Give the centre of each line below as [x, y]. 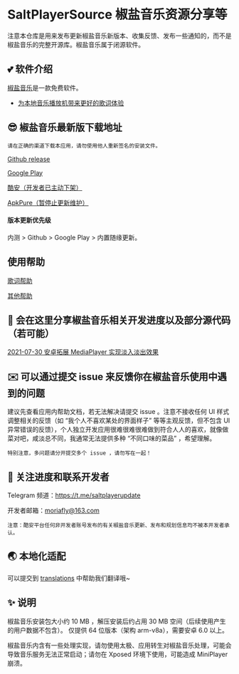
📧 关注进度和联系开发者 [58, 477]
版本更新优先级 [29, 220]
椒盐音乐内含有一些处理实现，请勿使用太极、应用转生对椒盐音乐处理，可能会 [119, 645]
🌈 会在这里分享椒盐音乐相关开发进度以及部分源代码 [119, 320]
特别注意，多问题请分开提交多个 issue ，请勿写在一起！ [79, 453]
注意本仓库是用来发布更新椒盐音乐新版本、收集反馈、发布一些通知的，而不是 [119, 36]
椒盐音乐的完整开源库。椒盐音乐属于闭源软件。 [76, 44]
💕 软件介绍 [30, 69]
